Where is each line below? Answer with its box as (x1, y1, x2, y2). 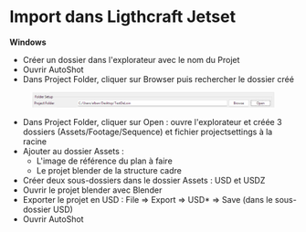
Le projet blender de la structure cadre (36, 164, 183, 175)
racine (22, 135, 47, 147)
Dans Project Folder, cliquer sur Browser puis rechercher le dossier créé (22, 73, 295, 84)
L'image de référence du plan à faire (36, 155, 174, 166)
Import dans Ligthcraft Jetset (9, 6, 236, 27)
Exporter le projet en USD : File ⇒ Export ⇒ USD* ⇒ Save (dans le (22, 194, 273, 205)
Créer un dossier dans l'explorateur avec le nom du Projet (22, 54, 240, 65)
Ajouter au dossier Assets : (22, 145, 125, 156)
